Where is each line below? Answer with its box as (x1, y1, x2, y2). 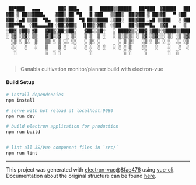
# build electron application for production (6, 124, 118, 130)
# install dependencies (6, 92, 64, 97)
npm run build (6, 129, 41, 135)
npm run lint (6, 150, 38, 156)
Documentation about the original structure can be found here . (6, 172, 157, 179)
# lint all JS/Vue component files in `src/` (6, 145, 118, 151)
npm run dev (6, 113, 35, 119)
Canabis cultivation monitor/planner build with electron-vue (20, 65, 163, 72)
